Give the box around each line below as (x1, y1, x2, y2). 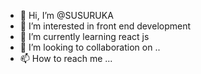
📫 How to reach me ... (19, 53, 113, 64)
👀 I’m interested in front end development (19, 20, 192, 32)
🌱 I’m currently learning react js (19, 31, 150, 42)
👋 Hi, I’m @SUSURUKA (19, 10, 114, 21)
